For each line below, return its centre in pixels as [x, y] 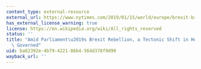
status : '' [20, 34]
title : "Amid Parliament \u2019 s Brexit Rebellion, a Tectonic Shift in [97, 40]
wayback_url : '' [26, 56]
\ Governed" [27, 46]
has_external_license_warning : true [52, 23]
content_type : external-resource [48, 12]
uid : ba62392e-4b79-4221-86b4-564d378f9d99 [61, 51]
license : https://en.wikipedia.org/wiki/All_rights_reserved [84, 28]
